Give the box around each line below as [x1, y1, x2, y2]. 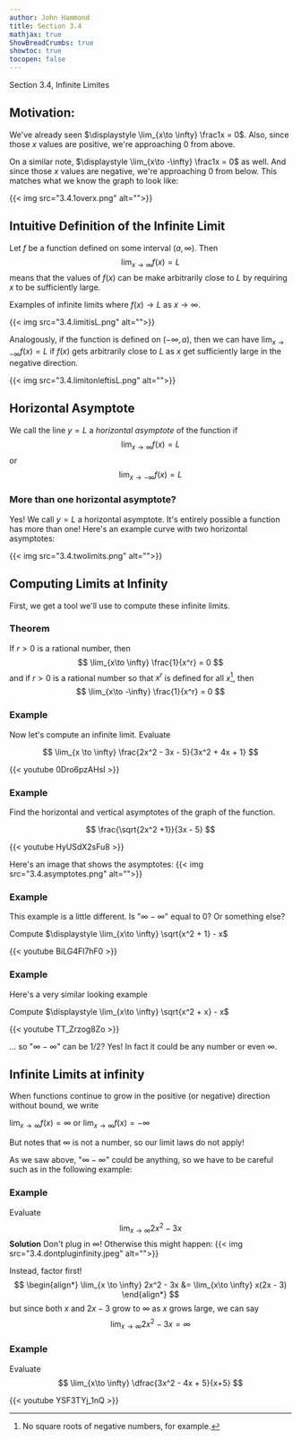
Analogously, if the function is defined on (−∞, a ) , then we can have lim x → [9, 334, 285, 347]
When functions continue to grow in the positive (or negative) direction [9, 1091, 271, 1102]
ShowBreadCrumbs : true [9, 38, 94, 48]
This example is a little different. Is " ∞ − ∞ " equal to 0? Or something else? [9, 912, 286, 922]
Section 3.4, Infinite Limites [9, 80, 110, 90]
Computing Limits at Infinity [9, 576, 168, 592]
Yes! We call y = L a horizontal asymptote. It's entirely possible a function [9, 513, 280, 525]
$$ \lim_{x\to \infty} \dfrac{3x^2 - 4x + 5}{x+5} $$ [57, 1377, 244, 1388]
